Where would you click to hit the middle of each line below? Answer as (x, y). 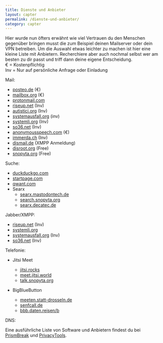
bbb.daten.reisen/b (39, 311)
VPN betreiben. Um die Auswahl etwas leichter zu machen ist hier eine (78, 49)
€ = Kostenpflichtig (25, 65)
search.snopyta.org (40, 200)
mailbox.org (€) (28, 95)
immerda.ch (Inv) (30, 138)
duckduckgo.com (30, 173)
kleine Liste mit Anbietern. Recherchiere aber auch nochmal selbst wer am (82, 54)
